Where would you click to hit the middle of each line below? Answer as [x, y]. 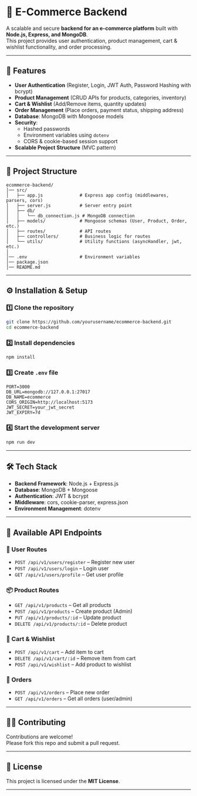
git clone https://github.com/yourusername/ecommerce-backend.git [89, 322]
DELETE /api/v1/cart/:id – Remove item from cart [75, 658]
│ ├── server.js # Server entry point [69, 205]
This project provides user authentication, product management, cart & [92, 41]
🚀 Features [26, 71]
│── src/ [17, 190]
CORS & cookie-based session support [71, 141]
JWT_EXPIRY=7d [23, 413]
